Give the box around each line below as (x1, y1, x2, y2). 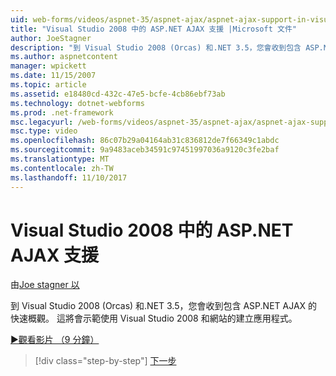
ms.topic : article (10, 80, 87, 90)
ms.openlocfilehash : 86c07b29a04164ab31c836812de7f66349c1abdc (10, 136, 280, 146)
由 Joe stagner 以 (10, 279, 80, 291)
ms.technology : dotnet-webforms (10, 98, 145, 108)
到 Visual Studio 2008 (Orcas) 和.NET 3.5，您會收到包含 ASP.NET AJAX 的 (10, 300, 318, 312)
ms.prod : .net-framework (10, 107, 114, 118)
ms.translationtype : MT (10, 154, 110, 164)
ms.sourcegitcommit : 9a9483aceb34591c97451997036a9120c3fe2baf (10, 145, 280, 155)
